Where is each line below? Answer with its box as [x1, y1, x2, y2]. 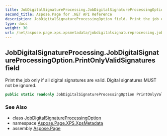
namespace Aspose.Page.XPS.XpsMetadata [12, 120, 103, 126]
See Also [5, 103, 27, 110]
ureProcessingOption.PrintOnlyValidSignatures [5, 56, 156, 65]
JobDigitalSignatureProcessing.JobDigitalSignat [5, 48, 159, 57]
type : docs [5, 21, 28, 26]
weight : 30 [5, 26, 28, 31]
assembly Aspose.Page [12, 125, 61, 131]
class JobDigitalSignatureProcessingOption [12, 115, 101, 121]
